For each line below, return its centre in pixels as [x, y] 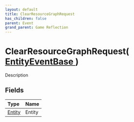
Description [17, 75]
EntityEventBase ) [42, 62]
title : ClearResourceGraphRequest [40, 14]
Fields [15, 90]
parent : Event [19, 23]
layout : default [21, 9]
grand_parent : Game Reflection [37, 28]
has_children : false [26, 18]
